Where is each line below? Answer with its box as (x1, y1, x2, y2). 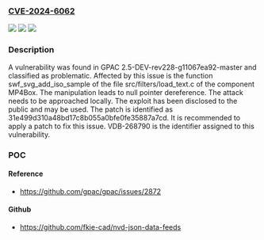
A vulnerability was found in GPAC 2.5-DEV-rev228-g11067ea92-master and (8, 62, 257, 72)
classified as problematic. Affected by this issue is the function (8, 70, 213, 80)
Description (8, 44, 55, 55)
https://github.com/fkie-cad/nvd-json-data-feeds (19, 222, 182, 231)
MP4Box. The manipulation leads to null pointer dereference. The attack (8, 87, 243, 97)
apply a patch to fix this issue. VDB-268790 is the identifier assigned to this (8, 121, 255, 131)
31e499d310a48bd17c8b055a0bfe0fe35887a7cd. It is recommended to (8, 112, 240, 122)
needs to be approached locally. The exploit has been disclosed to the (8, 96, 238, 105)
